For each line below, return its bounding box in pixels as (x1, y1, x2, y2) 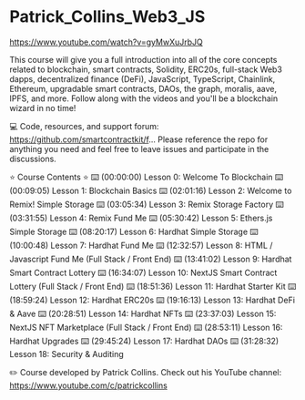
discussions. (9, 153, 56, 164)
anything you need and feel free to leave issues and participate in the (9, 143, 269, 154)
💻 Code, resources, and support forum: (9, 120, 159, 131)
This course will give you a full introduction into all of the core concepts (9, 54, 278, 65)
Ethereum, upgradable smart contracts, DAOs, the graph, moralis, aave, (9, 83, 278, 94)
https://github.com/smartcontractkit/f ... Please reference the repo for (9, 134, 269, 145)
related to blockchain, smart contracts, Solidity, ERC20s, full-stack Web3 (9, 64, 282, 75)
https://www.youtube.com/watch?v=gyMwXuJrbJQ (9, 36, 203, 47)
